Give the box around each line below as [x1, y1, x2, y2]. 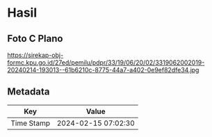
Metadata [7, 86, 50, 98]
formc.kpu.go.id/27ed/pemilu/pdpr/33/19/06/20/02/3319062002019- [7, 58, 205, 67]
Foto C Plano [7, 33, 63, 45]
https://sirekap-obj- [7, 51, 64, 59]
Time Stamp [10, 118, 51, 128]
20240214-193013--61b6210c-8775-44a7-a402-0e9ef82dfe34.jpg [7, 66, 199, 74]
